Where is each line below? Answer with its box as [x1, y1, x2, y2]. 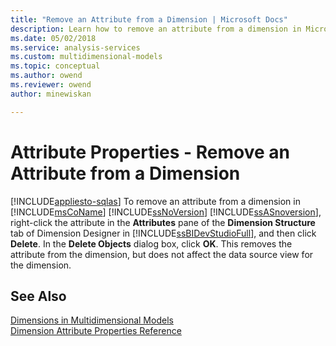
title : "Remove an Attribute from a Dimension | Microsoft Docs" [10, 14, 288, 25]
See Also [10, 287, 67, 305]
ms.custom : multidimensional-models [10, 52, 163, 62]
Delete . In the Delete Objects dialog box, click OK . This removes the [10, 237, 293, 250]
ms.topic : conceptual [10, 61, 101, 71]
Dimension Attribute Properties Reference [10, 325, 182, 337]
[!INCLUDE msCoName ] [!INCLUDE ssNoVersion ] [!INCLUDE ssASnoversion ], [10, 206, 322, 218]
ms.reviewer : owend [10, 80, 92, 90]
